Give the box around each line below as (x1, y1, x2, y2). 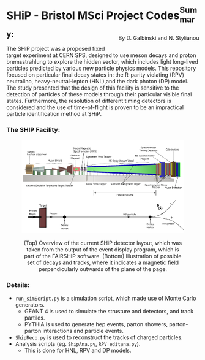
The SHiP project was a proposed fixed (6, 45, 105, 53)
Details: (6, 281, 30, 289)
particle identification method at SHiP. (6, 110, 102, 118)
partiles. (24, 314, 45, 321)
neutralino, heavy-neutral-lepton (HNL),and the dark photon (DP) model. (6, 78, 188, 85)
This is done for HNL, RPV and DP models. (24, 347, 132, 354)
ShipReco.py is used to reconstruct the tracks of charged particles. (15, 334, 183, 341)
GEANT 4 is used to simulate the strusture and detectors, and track (24, 308, 194, 315)
